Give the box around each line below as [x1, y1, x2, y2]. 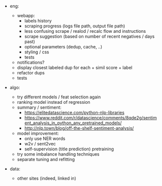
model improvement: [17, 131, 59, 136]
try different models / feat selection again [17, 94, 101, 100]
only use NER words [24, 136, 65, 141]
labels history [24, 18, 52, 23]
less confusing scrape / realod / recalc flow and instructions [24, 28, 146, 34]
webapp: [17, 13, 35, 18]
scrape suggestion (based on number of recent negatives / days [24, 33, 155, 39]
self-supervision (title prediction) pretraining [24, 146, 114, 152]
